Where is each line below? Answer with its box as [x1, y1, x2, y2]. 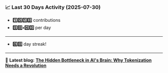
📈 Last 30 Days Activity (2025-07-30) [5, 3, 101, 10]
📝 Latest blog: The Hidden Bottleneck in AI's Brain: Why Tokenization [5, 57, 152, 63]
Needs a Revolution [5, 63, 46, 69]
